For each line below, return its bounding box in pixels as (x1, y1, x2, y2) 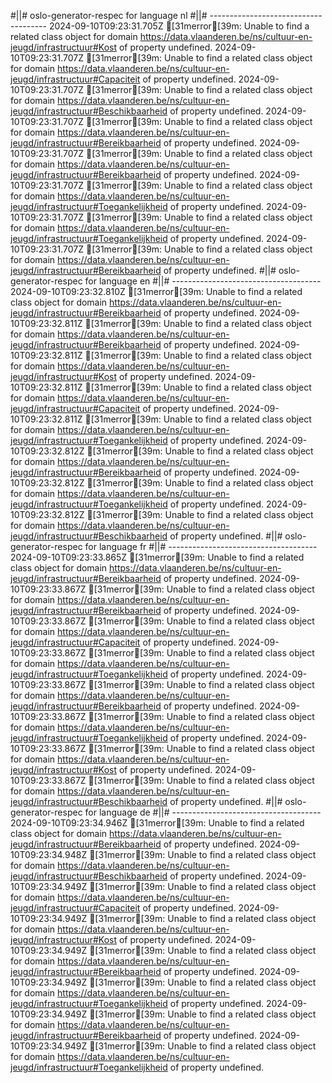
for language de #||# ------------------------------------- (84, 806, 322, 818)
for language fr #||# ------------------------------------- (84, 541, 318, 552)
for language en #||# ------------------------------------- (84, 275, 322, 287)
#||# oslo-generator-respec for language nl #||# (10, 10, 208, 21)
